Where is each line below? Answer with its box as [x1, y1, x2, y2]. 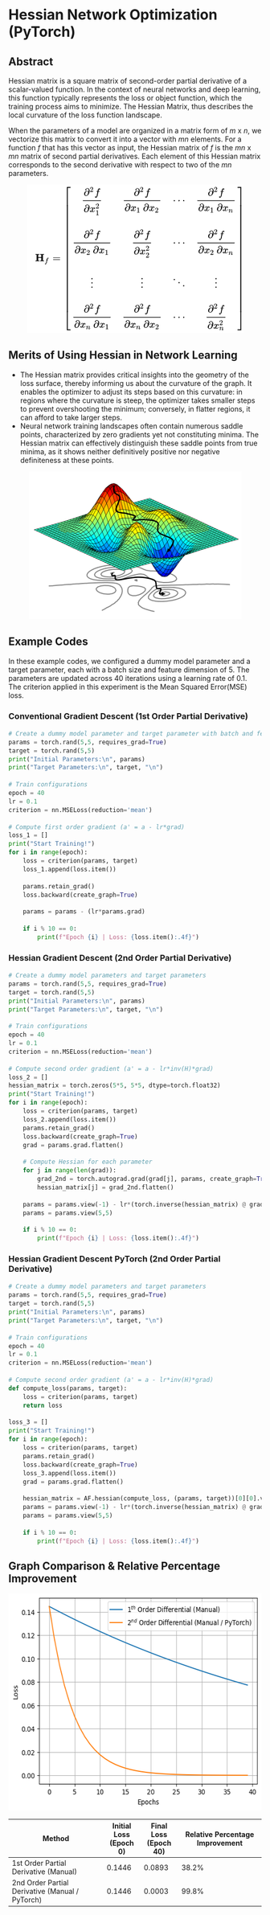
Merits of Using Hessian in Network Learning [8, 348, 239, 363]
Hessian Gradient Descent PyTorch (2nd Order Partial [8, 1253, 221, 1265]
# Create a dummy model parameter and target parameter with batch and [8, 729, 253, 737]
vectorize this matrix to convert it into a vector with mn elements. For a [8, 134, 243, 144]
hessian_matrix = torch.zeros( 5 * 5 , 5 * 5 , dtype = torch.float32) [8, 1081, 221, 1090]
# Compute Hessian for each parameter [22, 1158, 153, 1167]
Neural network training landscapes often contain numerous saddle [19, 420, 243, 431]
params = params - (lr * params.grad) [22, 908, 146, 916]
